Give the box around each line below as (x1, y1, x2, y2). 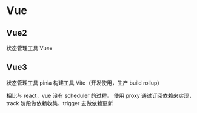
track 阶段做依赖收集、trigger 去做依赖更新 (6, 99, 113, 106)
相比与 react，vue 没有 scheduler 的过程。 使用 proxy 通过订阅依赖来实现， (6, 92, 195, 99)
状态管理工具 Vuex (6, 45, 53, 51)
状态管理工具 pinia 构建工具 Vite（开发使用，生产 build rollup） (6, 79, 163, 86)
